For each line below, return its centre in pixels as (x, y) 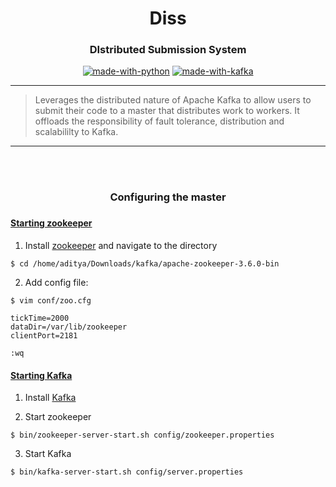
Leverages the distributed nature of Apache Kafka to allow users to (173, 100)
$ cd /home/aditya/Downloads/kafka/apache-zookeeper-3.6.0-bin (145, 263)
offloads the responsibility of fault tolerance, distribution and (159, 121)
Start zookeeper (58, 417)
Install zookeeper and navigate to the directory (121, 245)
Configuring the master (168, 197)
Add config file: (56, 282)
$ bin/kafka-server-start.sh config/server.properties (127, 472)
